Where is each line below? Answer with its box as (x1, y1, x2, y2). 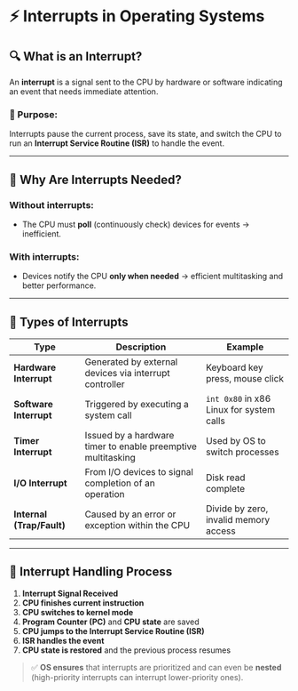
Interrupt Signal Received (21, 588, 119, 599)
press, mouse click (205, 373, 284, 385)
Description (115, 341, 167, 353)
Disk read (205, 471, 246, 484)
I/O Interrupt (13, 477, 68, 489)
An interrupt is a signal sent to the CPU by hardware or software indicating (9, 76, 283, 87)
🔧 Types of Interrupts (9, 314, 129, 329)
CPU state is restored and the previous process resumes (21, 645, 231, 655)
